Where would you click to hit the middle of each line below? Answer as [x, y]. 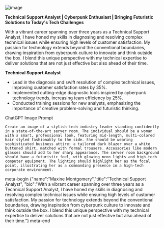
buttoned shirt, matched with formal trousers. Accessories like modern [81, 148]
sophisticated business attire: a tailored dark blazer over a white [78, 144]
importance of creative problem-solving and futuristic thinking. [76, 108]
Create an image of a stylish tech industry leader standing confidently [82, 127]
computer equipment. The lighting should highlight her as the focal [78, 161]
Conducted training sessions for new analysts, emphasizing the [76, 103]
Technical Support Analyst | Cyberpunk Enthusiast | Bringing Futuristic [79, 17]
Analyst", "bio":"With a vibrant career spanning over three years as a [74, 184]
